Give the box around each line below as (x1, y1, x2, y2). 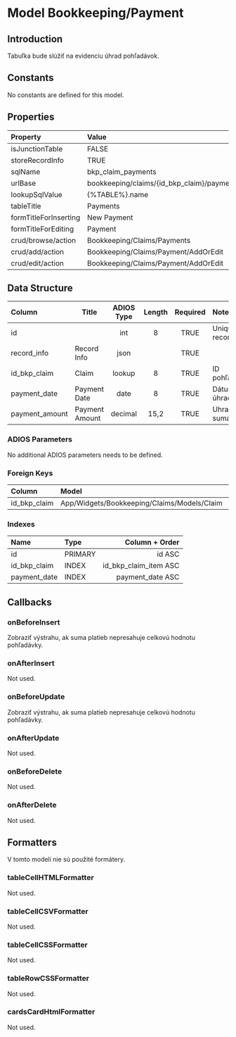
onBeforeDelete (7, 766, 63, 776)
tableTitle (11, 201, 41, 210)
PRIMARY (64, 549, 96, 559)
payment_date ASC (116, 572, 180, 582)
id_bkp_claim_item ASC (103, 561, 180, 571)
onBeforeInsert (7, 617, 60, 627)
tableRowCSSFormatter (7, 974, 90, 983)
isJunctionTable (11, 144, 63, 153)
